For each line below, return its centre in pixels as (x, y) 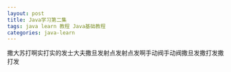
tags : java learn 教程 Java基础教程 (56, 26)
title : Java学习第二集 (37, 20)
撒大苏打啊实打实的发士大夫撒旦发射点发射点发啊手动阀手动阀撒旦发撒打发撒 (115, 53)
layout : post (26, 13)
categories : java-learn (41, 33)
